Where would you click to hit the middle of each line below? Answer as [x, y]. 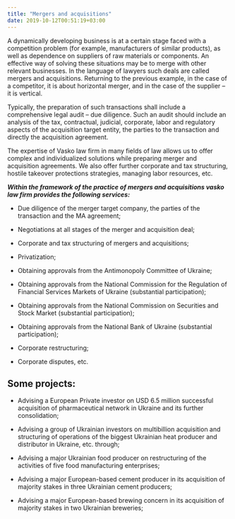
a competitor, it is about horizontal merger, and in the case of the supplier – [116, 86]
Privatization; [37, 257]
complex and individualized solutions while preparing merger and [102, 158]
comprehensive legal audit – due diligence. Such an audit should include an [117, 115]
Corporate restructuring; [53, 348]
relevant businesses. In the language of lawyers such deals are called [108, 71]
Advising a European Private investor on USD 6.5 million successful [115, 401]
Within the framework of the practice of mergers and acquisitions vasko [116, 187]
